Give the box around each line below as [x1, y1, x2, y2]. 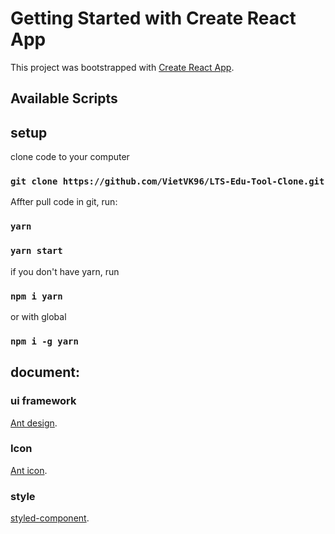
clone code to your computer [10, 151, 130, 163]
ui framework [10, 394, 77, 408]
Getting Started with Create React [10, 7, 297, 30]
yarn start [10, 245, 63, 257]
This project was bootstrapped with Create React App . [10, 61, 235, 73]
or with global [10, 310, 67, 322]
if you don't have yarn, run [10, 265, 120, 277]
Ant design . [10, 417, 58, 429]
